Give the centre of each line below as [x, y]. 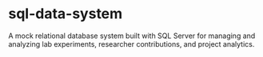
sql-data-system [66, 14]
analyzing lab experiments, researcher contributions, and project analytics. [131, 44]
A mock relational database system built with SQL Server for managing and [132, 36]
